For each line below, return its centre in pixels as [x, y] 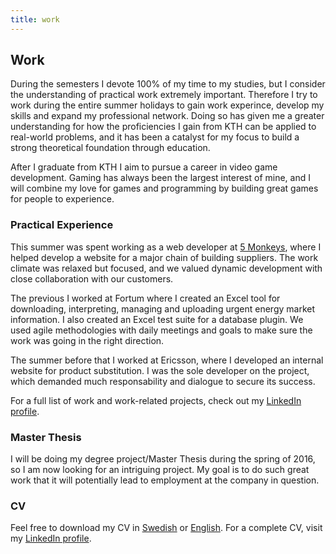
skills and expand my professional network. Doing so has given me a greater [167, 116]
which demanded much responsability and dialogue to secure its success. [163, 381]
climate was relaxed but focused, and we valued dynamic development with [166, 268]
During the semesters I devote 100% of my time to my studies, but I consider [168, 84]
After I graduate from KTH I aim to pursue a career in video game [144, 167]
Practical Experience [62, 225]
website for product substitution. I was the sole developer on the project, [160, 370]
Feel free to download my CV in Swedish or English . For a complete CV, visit [166, 528]
